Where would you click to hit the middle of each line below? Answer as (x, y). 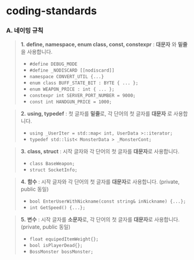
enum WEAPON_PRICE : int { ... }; (72, 89)
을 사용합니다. (37, 52)
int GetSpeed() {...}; (57, 208)
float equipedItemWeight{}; (64, 239)
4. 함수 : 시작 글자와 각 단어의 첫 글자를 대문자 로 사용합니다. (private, (100, 182)
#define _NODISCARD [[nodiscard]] (72, 70)
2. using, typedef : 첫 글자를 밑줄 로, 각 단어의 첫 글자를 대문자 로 (96, 114)
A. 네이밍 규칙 (25, 31)
